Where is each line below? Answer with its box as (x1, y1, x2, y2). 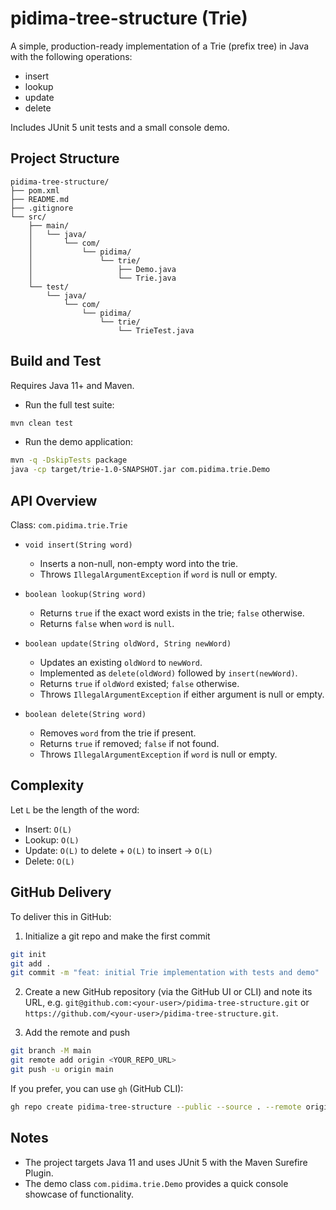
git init (10, 949, 47, 959)
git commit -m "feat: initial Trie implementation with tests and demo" (10, 968, 320, 978)
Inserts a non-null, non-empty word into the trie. (39, 558, 239, 569)
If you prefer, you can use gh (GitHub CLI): (10, 1082, 184, 1094)
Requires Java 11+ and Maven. (10, 379, 135, 391)
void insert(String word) (24, 540, 133, 550)
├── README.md (10, 194, 70, 204)
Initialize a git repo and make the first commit (24, 930, 211, 942)
